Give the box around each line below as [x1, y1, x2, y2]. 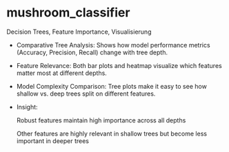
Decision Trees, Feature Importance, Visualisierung [6, 28, 152, 36]
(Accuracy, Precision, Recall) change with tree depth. [16, 48, 168, 56]
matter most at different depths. [16, 69, 108, 77]
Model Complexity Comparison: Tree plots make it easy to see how [16, 82, 208, 90]
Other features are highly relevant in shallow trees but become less [16, 129, 208, 138]
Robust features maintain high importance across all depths [16, 116, 186, 124]
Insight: [16, 102, 39, 111]
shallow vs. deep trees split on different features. [16, 89, 156, 98]
